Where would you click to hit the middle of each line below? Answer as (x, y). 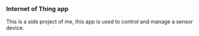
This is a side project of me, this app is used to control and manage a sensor (99, 22)
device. (15, 28)
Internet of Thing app (37, 9)
